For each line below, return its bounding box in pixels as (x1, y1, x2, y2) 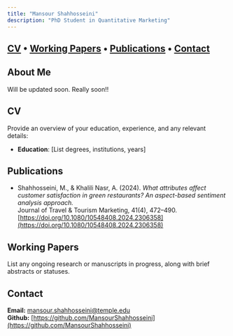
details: (7, 131, 29, 140)
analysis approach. (17, 199, 73, 207)
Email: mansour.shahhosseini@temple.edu (7, 306, 131, 314)
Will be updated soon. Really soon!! (7, 85, 109, 93)
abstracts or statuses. (7, 267, 70, 276)
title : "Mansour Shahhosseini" (7, 10, 99, 17)
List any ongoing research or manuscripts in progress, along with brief (7, 260, 210, 268)
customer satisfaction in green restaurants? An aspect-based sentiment (17, 191, 226, 199)
